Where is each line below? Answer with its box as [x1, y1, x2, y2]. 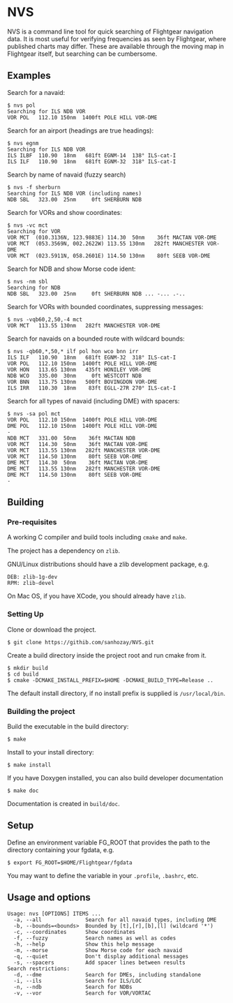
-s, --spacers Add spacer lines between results [13, 959, 186, 966]
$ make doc [7, 787, 39, 794]
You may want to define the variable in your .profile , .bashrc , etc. [7, 871, 199, 879]
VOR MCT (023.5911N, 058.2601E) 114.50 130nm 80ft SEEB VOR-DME [7, 252, 211, 259]
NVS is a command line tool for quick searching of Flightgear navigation [7, 27, 214, 36]
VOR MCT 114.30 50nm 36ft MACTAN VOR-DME [7, 440, 149, 447]
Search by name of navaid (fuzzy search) [7, 170, 126, 179]
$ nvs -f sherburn [7, 184, 61, 191]
